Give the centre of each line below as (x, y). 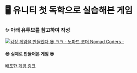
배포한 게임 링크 (21, 66)
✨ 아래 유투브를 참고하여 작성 (38, 30)
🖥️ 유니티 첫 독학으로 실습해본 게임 (69, 11)
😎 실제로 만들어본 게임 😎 (30, 54)
